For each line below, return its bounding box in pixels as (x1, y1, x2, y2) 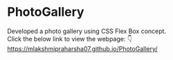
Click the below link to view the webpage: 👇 (7, 34, 133, 43)
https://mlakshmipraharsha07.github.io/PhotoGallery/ (7, 44, 158, 52)
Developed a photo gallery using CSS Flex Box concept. (7, 27, 167, 35)
